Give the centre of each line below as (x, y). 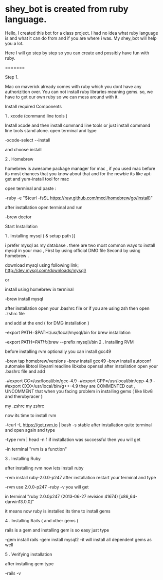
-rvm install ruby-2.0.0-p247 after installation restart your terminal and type (81, 477)
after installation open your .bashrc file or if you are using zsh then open (77, 308)
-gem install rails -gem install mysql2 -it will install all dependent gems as (78, 539)
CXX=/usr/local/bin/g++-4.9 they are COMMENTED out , (78, 386)
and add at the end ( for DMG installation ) (47, 323)
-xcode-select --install (27, 140)
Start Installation (21, 226)
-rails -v (13, 573)
